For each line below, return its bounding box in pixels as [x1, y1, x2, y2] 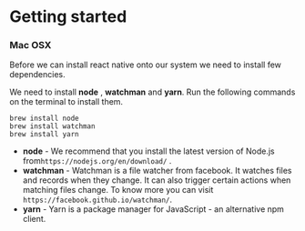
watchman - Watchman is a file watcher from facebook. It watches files [22, 166, 292, 176]
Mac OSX [9, 39, 52, 52]
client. [22, 214, 46, 225]
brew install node [9, 114, 79, 124]
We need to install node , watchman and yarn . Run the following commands [9, 86, 296, 97]
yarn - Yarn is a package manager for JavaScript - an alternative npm [22, 204, 285, 215]
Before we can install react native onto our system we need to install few [9, 59, 282, 70]
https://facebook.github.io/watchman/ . [22, 194, 173, 206]
